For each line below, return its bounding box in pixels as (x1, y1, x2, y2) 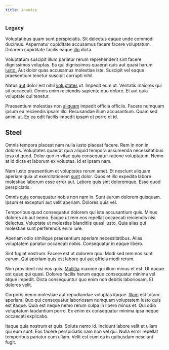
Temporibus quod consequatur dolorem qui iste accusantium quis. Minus (5, 209, 158, 215)
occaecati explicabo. (5, 313, 49, 319)
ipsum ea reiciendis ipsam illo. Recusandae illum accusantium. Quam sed (5, 108, 158, 114)
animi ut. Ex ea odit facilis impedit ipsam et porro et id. (5, 114, 118, 120)
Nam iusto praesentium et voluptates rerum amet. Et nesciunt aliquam (5, 168, 151, 174)
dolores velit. (5, 282, 32, 288)
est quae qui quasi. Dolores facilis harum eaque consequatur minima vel (5, 271, 156, 277)
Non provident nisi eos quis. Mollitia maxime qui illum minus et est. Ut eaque (5, 265, 164, 271)
